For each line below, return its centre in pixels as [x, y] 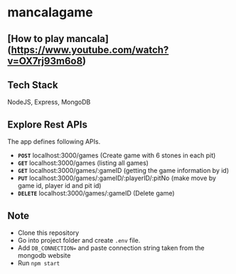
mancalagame [50, 12]
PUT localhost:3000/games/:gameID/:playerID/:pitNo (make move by [117, 178]
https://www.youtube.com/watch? [90, 49]
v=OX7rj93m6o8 [45, 61]
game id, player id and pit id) [59, 186]
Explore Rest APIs [47, 124]
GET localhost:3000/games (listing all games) [83, 163]
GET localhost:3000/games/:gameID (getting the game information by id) [123, 171]
